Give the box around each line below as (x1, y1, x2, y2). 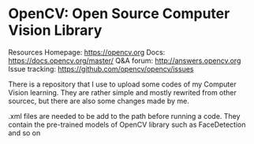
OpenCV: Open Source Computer (8, 5, 230, 23)
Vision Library (8, 21, 103, 39)
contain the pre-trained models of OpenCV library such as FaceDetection (8, 120, 246, 129)
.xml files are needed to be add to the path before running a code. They (8, 111, 241, 120)
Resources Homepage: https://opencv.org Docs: (8, 47, 166, 57)
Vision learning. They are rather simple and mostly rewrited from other (8, 87, 237, 97)
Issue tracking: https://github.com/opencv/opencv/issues (8, 64, 194, 73)
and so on (8, 127, 41, 138)
